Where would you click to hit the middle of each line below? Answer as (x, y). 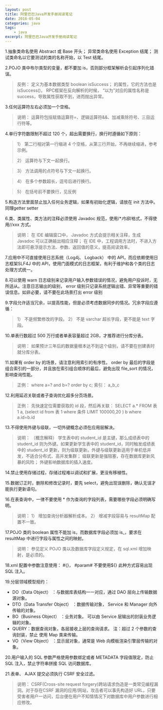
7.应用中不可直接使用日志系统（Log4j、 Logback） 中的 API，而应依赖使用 (80, 257)
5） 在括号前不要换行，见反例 (47, 191)
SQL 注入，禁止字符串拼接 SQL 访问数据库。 (49, 663)
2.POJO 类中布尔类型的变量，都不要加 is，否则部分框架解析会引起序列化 (77, 68)
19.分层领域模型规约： (27, 582)
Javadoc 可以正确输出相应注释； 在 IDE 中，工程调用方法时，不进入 (85, 241)
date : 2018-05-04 (23, 19)
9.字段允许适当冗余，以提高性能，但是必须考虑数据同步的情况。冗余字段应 (80, 303)
